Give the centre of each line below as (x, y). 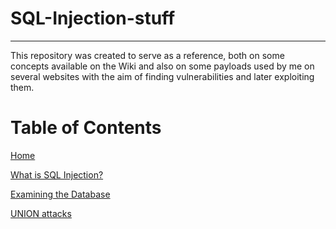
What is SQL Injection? (57, 174)
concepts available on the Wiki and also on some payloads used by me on (162, 66)
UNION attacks (41, 213)
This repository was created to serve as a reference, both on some (147, 55)
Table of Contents (86, 128)
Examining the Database (60, 194)
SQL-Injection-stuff (93, 18)
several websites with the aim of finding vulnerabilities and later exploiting (162, 76)
